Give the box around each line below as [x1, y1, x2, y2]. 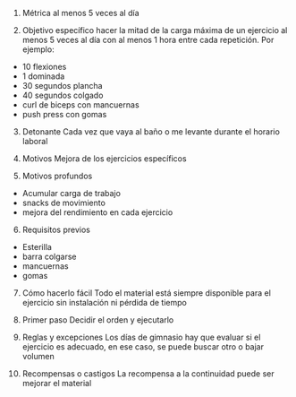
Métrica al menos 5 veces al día [21, 8, 140, 18]
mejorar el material [21, 378, 92, 388]
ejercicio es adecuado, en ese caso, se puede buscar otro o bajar [21, 341, 264, 352]
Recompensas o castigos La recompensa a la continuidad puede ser [21, 368, 275, 379]
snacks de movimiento [21, 197, 106, 208]
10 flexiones [21, 62, 67, 72]
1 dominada [21, 71, 65, 82]
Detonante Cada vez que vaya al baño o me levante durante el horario [21, 126, 280, 137]
